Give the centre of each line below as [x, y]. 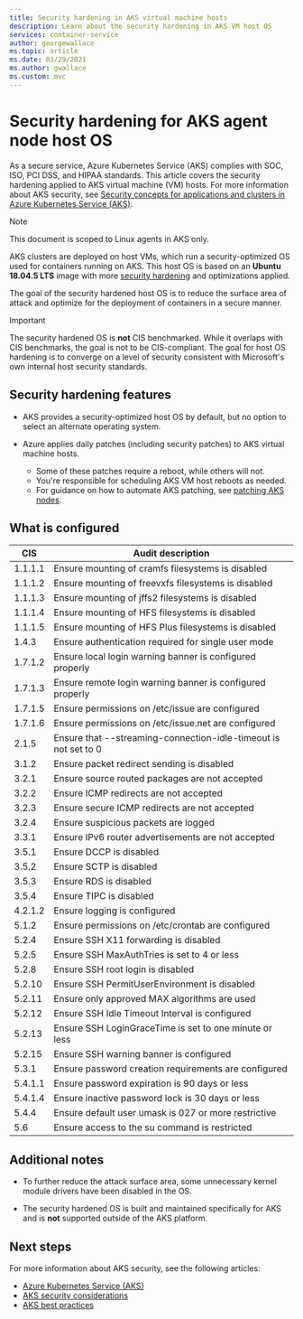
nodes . [49, 500]
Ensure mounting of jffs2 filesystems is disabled [155, 598]
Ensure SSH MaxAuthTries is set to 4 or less [146, 955]
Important [28, 320]
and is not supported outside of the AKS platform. [115, 1218]
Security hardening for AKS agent [138, 121]
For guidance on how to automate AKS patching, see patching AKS [160, 490]
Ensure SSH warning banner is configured [142, 1054]
